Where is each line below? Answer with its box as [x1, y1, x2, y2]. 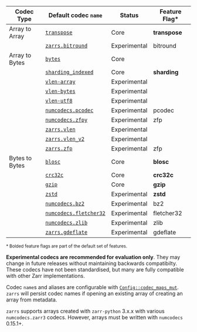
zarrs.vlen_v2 [45, 136, 85, 142]
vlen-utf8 [45, 98, 73, 104]
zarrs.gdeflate [45, 229, 88, 236]
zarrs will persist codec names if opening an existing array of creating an [6, 290, 183, 297]
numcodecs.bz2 [45, 200, 85, 207]
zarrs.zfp [45, 145, 73, 152]
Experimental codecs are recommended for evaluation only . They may [6, 254, 181, 260]
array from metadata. [6, 296, 57, 303]
